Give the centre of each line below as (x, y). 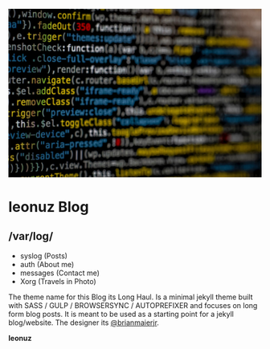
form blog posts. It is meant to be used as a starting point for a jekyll (121, 314)
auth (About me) (47, 264)
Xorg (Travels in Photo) (58, 281)
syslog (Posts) (44, 256)
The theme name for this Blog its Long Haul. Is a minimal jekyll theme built (131, 297)
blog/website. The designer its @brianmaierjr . (84, 323)
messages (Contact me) (60, 273)
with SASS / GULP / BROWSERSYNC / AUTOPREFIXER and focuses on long (133, 305)
